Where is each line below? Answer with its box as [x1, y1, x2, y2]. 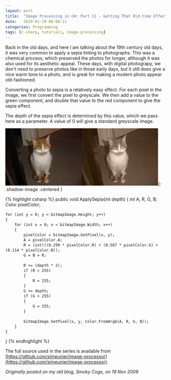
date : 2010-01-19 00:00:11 [5, 19, 67, 24]
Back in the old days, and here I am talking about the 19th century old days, [5, 44, 163, 50]
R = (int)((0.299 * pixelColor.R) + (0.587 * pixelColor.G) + [23, 242, 158, 248]
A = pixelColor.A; [23, 237, 63, 243]
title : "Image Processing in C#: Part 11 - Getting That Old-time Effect [5, 13, 167, 19]
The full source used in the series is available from [5, 348, 111, 354]
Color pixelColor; [5, 202, 41, 208]
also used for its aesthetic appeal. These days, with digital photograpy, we [5, 61, 161, 67]
